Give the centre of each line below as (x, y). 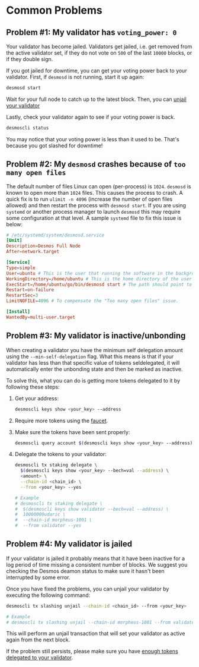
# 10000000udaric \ (40, 514)
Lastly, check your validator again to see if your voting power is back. (91, 117)
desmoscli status (28, 128)
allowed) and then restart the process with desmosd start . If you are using (96, 205)
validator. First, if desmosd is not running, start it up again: (75, 77)
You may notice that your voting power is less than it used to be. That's (93, 139)
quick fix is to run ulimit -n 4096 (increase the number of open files (89, 199)
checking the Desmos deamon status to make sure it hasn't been (85, 571)
